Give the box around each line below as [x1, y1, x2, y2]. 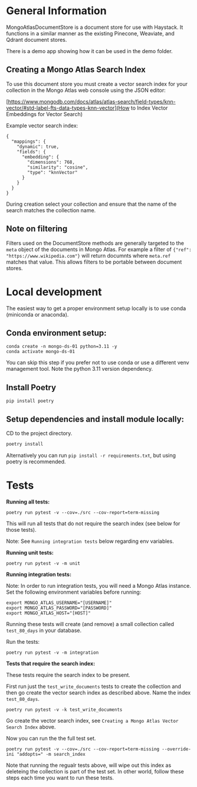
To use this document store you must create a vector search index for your [6, 80, 188, 87]
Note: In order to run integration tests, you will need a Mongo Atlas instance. [6, 582, 192, 589]
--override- [162, 746, 192, 752]
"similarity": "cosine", [27, 164, 88, 170]
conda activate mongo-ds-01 [6, 349, 75, 355]
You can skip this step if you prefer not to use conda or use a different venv [6, 359, 190, 366]
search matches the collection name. [6, 206, 96, 213]
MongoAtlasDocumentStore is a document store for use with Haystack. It [6, 24, 183, 31]
